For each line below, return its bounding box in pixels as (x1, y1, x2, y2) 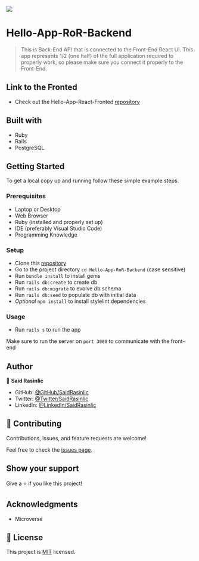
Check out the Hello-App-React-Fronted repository (14, 98, 140, 105)
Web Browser (14, 212, 49, 219)
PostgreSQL (14, 144, 45, 151)
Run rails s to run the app (14, 326, 81, 333)
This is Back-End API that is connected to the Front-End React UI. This (20, 45, 194, 53)
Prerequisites (6, 192, 46, 200)
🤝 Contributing (6, 419, 62, 429)
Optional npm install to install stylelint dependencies (14, 298, 146, 305)
